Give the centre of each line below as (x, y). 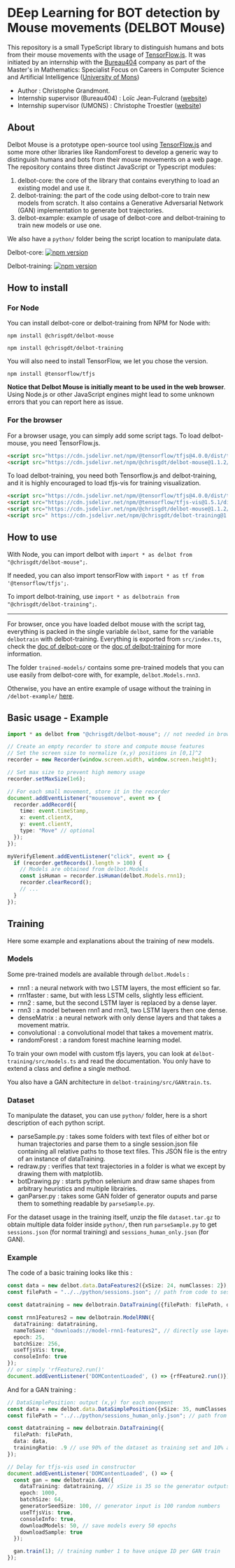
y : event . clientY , (47, 824)
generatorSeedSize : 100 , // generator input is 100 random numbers (120, 1506)
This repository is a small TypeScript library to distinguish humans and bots (116, 47)
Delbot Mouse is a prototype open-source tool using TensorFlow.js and (109, 144)
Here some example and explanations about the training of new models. (111, 940)
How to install (38, 288)
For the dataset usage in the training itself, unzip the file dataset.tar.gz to (114, 1217)
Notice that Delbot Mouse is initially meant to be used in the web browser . (116, 387)
